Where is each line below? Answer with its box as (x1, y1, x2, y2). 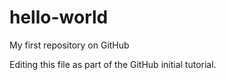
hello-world (9, 6, 109, 29)
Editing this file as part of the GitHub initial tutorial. (9, 58, 217, 70)
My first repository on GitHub (9, 39, 130, 51)
